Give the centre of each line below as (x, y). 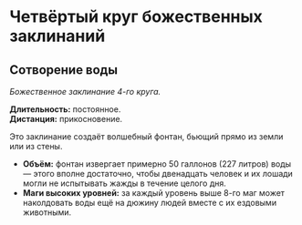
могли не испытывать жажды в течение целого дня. (124, 183)
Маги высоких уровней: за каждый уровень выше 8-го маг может (154, 193)
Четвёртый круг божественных (136, 17)
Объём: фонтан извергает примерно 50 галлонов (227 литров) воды (157, 164)
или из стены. (36, 146)
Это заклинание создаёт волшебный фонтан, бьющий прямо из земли (146, 137)
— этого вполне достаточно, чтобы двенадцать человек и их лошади (158, 174)
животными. (47, 212)
